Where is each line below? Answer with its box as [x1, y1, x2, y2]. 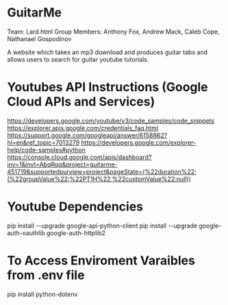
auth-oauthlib [7, 228, 46, 237]
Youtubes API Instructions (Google [7, 80, 209, 95]
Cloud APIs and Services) [7, 94, 155, 110]
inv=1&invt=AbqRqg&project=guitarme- [7, 160, 118, 169]
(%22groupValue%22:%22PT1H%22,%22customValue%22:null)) [7, 175, 192, 183]
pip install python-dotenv [7, 290, 78, 298]
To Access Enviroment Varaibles [7, 253, 195, 268]
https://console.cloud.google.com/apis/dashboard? [7, 153, 152, 161]
